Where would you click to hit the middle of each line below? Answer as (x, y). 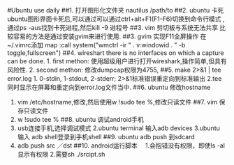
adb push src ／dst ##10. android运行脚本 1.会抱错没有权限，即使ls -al (121, 146)
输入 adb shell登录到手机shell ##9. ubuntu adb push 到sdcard (106, 137)
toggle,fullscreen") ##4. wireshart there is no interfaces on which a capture (116, 53)
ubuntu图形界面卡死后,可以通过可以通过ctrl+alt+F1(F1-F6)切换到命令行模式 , (116, 19)
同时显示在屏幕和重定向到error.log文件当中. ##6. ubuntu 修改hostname (109, 87)
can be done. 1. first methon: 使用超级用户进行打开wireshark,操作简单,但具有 (117, 61)
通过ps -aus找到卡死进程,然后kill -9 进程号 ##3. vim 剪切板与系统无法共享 (113, 28)
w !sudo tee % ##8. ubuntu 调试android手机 (81, 119)
